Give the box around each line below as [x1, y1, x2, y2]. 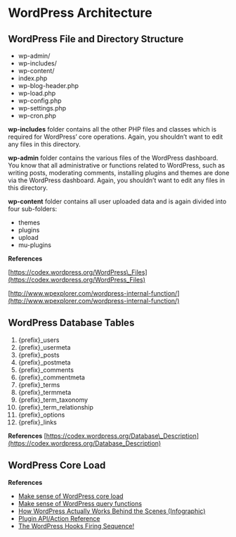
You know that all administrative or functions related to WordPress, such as [8, 161, 225, 170]
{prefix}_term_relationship [18, 403, 94, 411]
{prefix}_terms [18, 380, 60, 388]
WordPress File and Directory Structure [8, 33, 184, 45]
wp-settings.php [18, 104, 67, 112]
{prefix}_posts [18, 350, 60, 359]
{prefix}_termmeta [18, 388, 72, 396]
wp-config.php [18, 96, 62, 105]
